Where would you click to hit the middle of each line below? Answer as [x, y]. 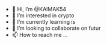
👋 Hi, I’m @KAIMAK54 [39, 9]
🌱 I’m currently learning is [44, 22]
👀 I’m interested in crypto [43, 15]
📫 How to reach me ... [40, 35]
